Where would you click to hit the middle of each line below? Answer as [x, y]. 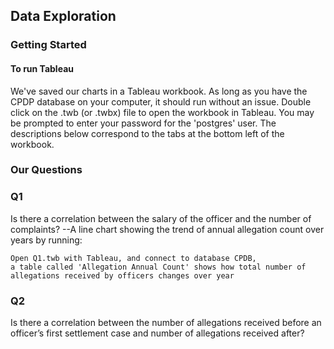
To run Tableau [42, 68]
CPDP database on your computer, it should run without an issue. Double [161, 101]
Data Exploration [63, 16]
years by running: [46, 240]
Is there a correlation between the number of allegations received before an [166, 323]
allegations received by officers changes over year [122, 275]
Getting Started [48, 45]
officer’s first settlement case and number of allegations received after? [157, 333]
